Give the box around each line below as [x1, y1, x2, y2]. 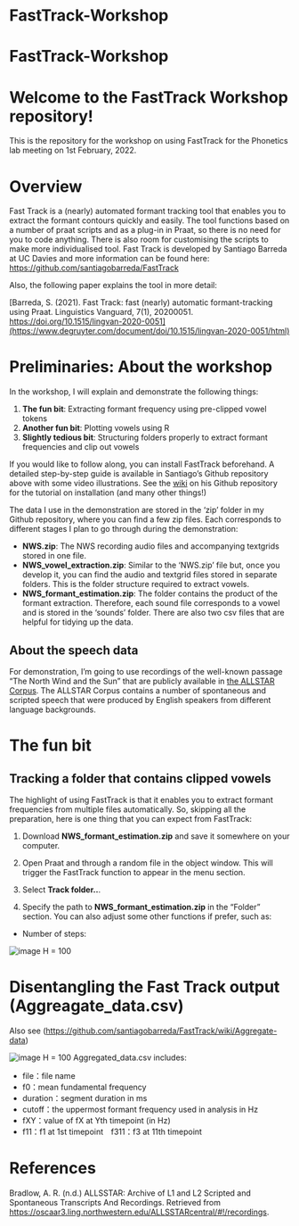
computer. [21, 841, 61, 850]
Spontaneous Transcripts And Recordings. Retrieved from [9, 1197, 221, 1207]
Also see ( [9, 1025, 46, 1036]
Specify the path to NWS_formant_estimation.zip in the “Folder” [21, 902, 261, 912]
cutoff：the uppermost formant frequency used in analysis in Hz [21, 1104, 259, 1114]
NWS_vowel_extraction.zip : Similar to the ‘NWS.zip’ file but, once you [21, 559, 280, 571]
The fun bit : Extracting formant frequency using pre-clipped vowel [21, 403, 267, 415]
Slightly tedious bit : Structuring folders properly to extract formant [21, 432, 269, 443]
